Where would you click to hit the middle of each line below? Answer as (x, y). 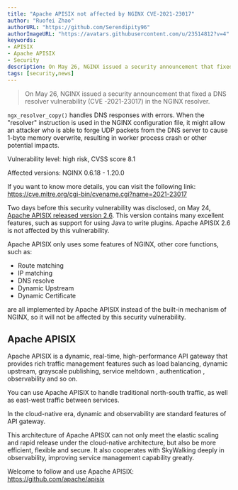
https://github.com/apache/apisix (56, 479)
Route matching (40, 265)
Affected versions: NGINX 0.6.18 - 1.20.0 (66, 173)
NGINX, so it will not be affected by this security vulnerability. (97, 317)
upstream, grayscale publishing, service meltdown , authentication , (106, 371)
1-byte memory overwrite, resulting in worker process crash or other (107, 137)
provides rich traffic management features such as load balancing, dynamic (118, 364)
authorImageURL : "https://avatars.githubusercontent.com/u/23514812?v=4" (119, 34)
